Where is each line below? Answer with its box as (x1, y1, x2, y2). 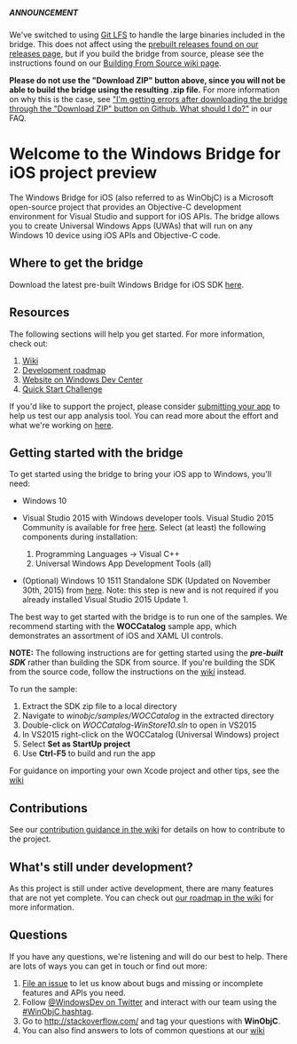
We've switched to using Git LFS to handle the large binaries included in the (9, 29, 285, 40)
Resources (9, 305, 70, 320)
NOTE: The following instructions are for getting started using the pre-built (9, 648, 284, 658)
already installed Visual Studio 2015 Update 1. (21, 594, 189, 605)
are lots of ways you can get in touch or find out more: (9, 960, 208, 971)
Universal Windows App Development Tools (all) (35, 558, 212, 569)
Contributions (9, 801, 88, 816)
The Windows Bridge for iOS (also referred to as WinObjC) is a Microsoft (9, 192, 274, 203)
